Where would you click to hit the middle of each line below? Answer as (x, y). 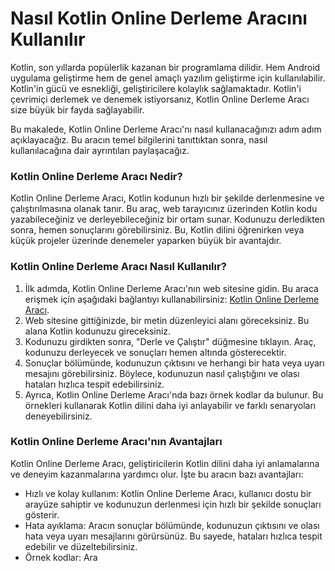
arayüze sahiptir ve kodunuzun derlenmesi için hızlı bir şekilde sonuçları (173, 504)
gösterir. (42, 514)
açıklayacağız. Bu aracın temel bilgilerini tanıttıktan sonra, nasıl (139, 139)
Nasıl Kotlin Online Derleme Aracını (159, 18)
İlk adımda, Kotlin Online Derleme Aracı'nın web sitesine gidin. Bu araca (171, 288)
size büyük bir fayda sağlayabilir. (77, 109)
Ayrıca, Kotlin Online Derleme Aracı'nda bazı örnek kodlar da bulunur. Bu (174, 394)
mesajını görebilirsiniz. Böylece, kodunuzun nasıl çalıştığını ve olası (162, 373)
